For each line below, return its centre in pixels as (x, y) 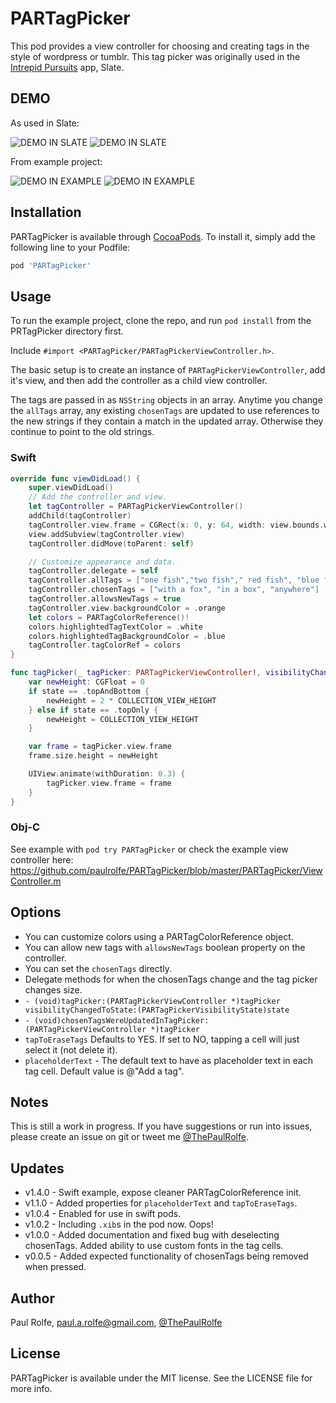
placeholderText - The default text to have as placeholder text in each (168, 1060)
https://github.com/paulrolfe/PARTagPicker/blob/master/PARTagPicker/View (166, 870)
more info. (31, 1388)
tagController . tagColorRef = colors (105, 645)
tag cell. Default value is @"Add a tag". (104, 1071)
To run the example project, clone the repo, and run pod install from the (161, 321)
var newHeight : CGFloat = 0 (86, 682)
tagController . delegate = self (93, 571)
